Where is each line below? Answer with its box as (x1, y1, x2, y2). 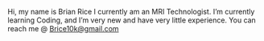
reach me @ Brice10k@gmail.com (7, 24, 119, 33)
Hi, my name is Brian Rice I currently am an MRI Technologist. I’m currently (7, 7, 255, 16)
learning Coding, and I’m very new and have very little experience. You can (7, 15, 257, 25)
